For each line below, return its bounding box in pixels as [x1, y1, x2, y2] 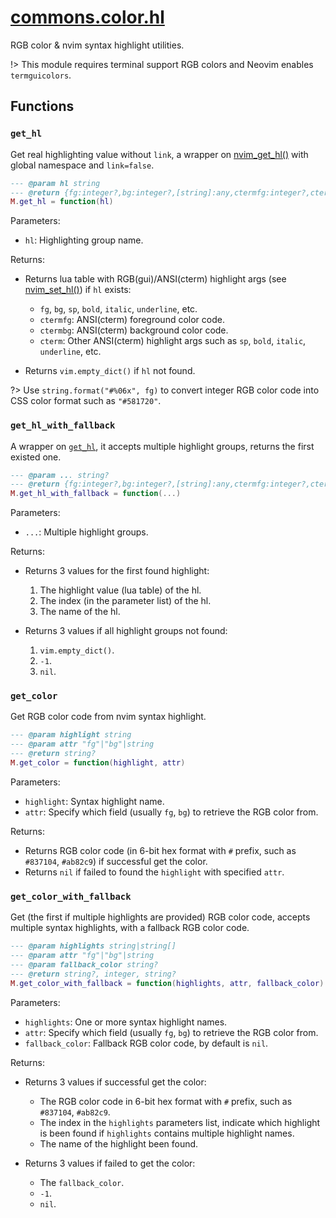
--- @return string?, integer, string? [10, 969, 177, 979]
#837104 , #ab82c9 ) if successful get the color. [24, 855, 208, 867]
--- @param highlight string [10, 730, 132, 740]
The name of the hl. [39, 606, 121, 618]
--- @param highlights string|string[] [10, 941, 177, 951]
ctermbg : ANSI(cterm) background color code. [39, 324, 229, 336]
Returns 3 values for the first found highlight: [24, 565, 210, 577]
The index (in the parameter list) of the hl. [39, 595, 212, 607]
